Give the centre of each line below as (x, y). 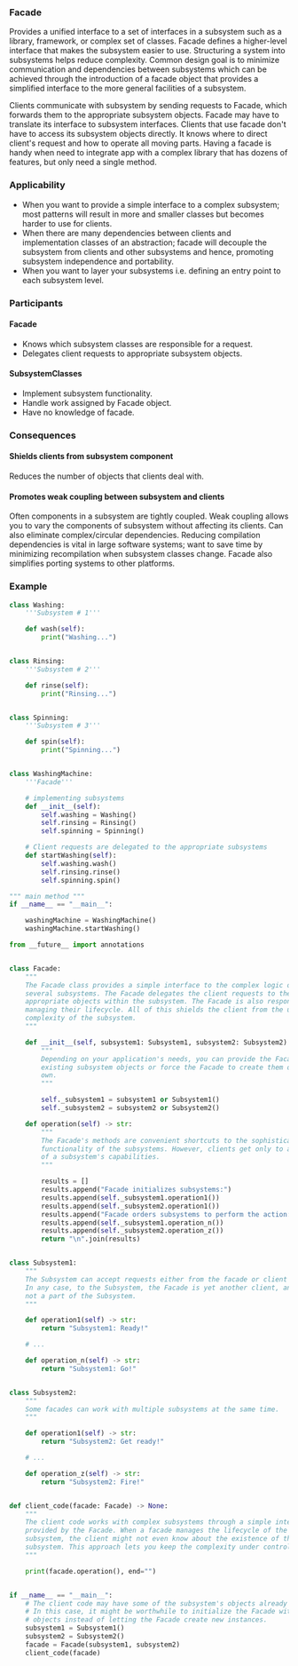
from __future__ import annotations (77, 945)
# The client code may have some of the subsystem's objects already (157, 1603)
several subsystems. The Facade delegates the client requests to (150, 993)
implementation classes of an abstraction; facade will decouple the (145, 242)
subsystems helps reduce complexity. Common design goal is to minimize (145, 60)
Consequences (43, 435)
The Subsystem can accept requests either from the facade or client (157, 1279)
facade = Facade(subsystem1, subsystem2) (102, 1645)
